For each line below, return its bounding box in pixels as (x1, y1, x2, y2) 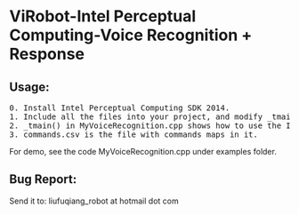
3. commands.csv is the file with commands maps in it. (9, 130, 258, 139)
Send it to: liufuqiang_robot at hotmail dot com (9, 195, 180, 206)
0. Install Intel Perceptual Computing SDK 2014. (9, 103, 230, 113)
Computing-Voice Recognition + (9, 25, 253, 45)
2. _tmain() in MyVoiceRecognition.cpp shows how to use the (9, 121, 282, 131)
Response (9, 44, 85, 64)
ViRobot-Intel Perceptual (9, 6, 197, 27)
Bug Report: (9, 171, 77, 187)
